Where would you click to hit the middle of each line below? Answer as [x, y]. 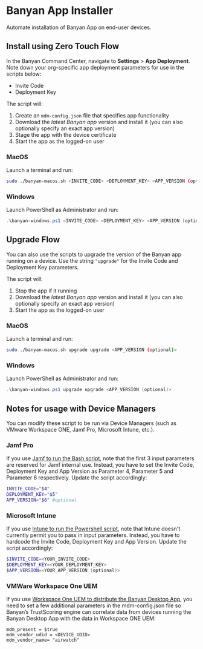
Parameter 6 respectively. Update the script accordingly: [77, 478]
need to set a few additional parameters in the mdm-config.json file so [94, 605]
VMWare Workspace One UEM [52, 586]
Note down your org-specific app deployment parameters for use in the [95, 67]
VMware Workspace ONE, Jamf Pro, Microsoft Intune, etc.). [81, 430]
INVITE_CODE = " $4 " [28, 489]
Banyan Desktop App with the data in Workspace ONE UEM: [81, 619]
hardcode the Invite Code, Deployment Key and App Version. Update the [96, 542]
